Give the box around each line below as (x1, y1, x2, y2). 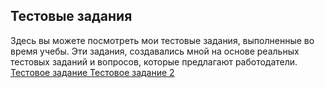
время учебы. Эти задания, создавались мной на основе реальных (10, 45, 300, 57)
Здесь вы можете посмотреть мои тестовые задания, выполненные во (10, 34, 315, 46)
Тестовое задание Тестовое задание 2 (10, 66, 175, 78)
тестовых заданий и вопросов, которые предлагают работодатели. (10, 55, 298, 68)
